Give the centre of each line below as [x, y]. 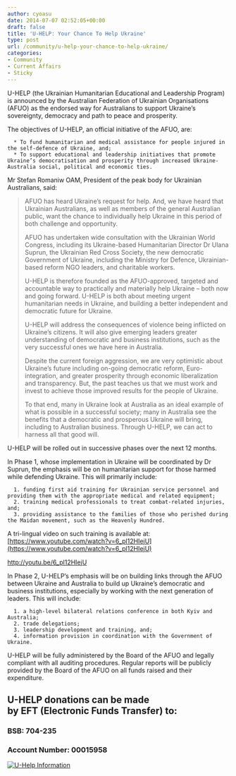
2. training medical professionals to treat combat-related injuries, [119, 502]
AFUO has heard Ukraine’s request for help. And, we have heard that [124, 201]
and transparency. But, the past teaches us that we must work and [121, 383]
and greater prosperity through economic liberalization [139, 375]
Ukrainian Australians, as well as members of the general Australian [123, 208]
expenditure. [26, 677]
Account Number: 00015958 [57, 750]
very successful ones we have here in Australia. [94, 347]
